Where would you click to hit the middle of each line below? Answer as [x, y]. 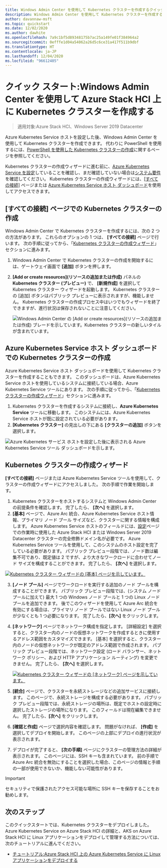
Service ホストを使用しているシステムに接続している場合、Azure [72, 383]
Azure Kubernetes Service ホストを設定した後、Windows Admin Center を [82, 137]
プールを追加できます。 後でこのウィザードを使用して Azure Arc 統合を [85, 603]
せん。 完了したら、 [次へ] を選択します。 [64, 664]
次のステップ [25, 812]
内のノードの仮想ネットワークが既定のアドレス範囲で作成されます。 [82, 645]
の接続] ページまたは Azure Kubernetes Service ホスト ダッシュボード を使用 [83, 185]
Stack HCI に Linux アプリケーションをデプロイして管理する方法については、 [83, 837]
